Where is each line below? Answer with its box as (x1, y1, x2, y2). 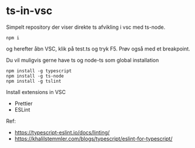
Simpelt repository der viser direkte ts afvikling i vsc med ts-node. (6, 23, 166, 31)
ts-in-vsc (6, 4, 53, 18)
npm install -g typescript (6, 68, 72, 74)
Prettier (14, 100, 33, 107)
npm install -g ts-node (6, 73, 64, 79)
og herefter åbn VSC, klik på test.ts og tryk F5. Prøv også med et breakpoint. (6, 45, 190, 52)
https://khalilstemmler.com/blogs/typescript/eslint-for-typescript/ (14, 135, 173, 142)
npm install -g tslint (6, 78, 61, 84)
